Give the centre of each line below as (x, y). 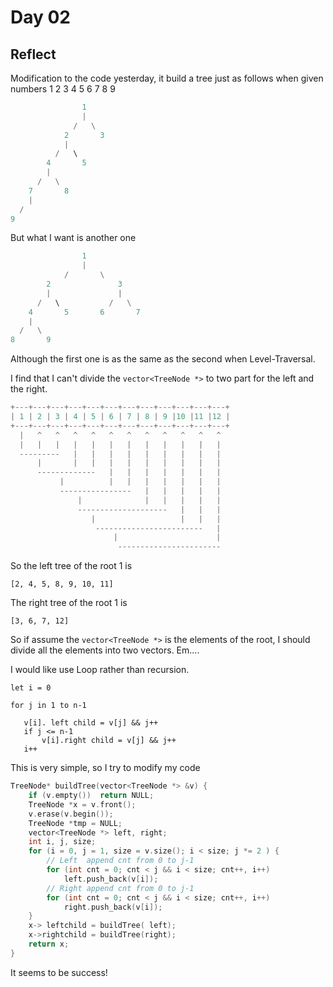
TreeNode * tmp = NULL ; (75, 823)
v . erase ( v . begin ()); (71, 814)
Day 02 (41, 17)
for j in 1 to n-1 (48, 706)
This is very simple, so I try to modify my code (105, 768)
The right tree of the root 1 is (69, 603)
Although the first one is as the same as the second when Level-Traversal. (163, 359)
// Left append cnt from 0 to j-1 (120, 861)
